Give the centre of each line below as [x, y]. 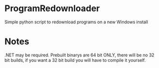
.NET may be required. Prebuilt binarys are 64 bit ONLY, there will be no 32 [79, 55]
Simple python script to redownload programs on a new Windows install [76, 22]
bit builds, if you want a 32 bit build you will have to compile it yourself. [75, 60]
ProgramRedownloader [52, 8]
